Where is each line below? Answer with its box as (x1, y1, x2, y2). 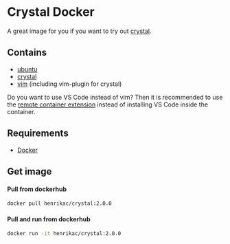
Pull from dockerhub (7, 185, 67, 193)
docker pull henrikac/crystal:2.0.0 (7, 200, 112, 207)
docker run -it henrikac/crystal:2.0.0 (7, 230, 122, 237)
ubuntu (16, 65, 38, 73)
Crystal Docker (7, 4, 95, 20)
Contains (7, 47, 47, 58)
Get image (7, 166, 52, 177)
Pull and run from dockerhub (7, 214, 91, 223)
